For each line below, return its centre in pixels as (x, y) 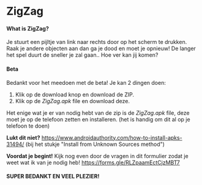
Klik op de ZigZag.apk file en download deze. (73, 101)
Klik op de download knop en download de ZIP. (75, 94)
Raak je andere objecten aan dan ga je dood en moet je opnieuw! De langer (101, 49)
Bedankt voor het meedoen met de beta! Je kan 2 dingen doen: (86, 82)
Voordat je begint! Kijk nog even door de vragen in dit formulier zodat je (97, 156)
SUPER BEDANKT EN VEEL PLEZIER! (53, 176)
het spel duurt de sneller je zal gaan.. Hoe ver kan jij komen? (82, 55)
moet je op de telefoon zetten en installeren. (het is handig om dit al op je (99, 119)
